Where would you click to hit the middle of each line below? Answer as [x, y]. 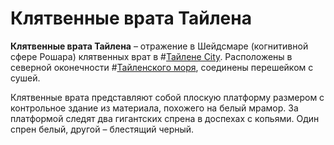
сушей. [25, 78]
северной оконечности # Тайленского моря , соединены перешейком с [162, 67]
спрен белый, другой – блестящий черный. [102, 129]
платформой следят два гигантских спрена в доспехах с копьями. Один [165, 118]
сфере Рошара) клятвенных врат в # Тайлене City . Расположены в [151, 56]
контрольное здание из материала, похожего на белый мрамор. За [154, 108]
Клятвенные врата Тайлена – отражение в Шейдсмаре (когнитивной [159, 46]
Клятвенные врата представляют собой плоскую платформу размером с [167, 97]
